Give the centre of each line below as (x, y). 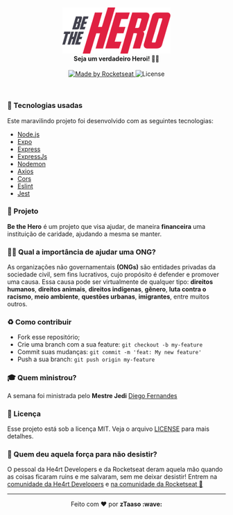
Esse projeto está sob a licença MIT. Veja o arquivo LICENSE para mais (109, 429)
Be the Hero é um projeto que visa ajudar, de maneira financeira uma (106, 226)
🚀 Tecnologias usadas (45, 106)
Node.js (28, 134)
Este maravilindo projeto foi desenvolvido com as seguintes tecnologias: (110, 120)
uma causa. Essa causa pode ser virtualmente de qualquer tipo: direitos (110, 282)
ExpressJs (32, 156)
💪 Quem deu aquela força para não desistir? (82, 454)
